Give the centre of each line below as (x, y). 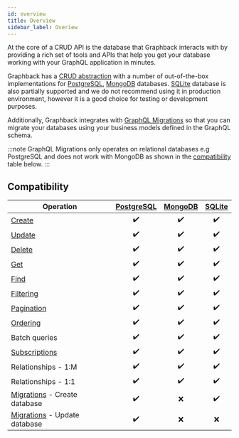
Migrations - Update (45, 415)
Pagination (29, 308)
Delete (22, 250)
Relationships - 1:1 (43, 381)
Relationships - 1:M (44, 367)
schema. (20, 135)
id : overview (27, 14)
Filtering (25, 294)
